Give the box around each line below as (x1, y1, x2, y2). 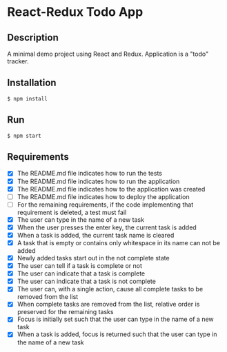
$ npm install (7, 95, 48, 102)
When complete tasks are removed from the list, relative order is (17, 300, 200, 309)
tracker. (7, 57, 29, 65)
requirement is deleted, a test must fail (17, 208, 127, 216)
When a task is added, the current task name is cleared (17, 231, 175, 239)
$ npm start (7, 132, 41, 139)
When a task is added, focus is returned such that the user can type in (17, 330, 217, 338)
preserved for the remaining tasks (17, 308, 114, 316)
